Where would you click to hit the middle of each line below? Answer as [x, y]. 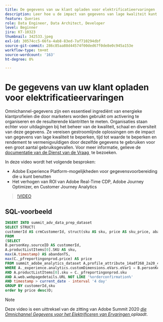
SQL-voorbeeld [29, 212]
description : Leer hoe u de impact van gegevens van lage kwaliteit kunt [81, 14]
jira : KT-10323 [20, 32]
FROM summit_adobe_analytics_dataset [43, 263]
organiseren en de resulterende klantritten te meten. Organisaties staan [76, 121]
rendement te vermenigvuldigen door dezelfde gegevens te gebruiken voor [80, 142]
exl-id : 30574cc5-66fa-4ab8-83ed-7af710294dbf [53, 41]
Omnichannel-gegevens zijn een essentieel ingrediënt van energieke [73, 111]
